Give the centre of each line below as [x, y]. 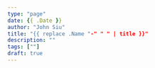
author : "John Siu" [36, 27]
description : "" [31, 40]
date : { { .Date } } [35, 21]
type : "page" [27, 14]
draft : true [25, 54]
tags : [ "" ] [24, 47]
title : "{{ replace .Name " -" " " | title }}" [78, 34]
